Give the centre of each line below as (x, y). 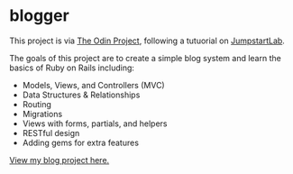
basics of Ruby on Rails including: (72, 68)
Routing (37, 104)
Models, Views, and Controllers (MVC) (93, 85)
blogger (39, 16)
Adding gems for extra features (81, 142)
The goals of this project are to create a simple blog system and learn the (145, 58)
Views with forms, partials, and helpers (95, 124)
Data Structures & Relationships (81, 95)
